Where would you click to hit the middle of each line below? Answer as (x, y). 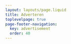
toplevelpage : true (26, 19)
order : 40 (20, 33)
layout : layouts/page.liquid (36, 10)
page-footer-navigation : (31, 24)
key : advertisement (30, 29)
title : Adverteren (24, 15)
